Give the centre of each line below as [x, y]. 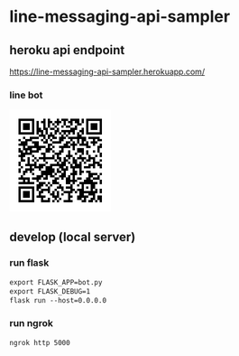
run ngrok [32, 323]
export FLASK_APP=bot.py [56, 282]
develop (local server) [73, 237]
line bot [26, 95]
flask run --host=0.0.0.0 [58, 300]
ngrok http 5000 [40, 343]
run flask [29, 262]
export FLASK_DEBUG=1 [50, 291]
